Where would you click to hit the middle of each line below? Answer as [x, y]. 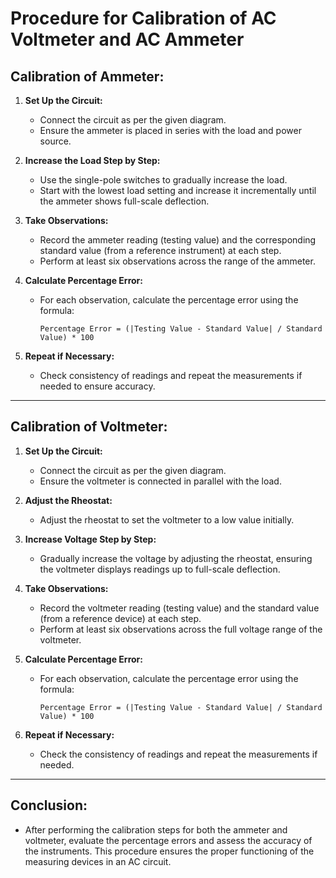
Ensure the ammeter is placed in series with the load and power [170, 130]
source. [55, 141]
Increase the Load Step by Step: [92, 160]
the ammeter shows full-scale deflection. [124, 201]
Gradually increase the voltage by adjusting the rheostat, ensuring [176, 558]
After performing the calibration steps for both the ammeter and [156, 829]
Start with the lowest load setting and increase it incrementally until [178, 190]
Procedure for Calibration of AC [143, 18]
